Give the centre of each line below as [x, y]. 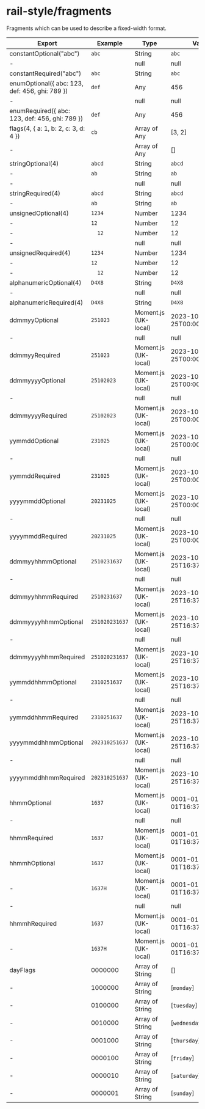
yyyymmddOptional [38, 501]
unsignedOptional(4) [39, 213]
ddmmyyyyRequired [38, 415]
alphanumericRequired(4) [46, 302]
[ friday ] [182, 1058]
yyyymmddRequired [38, 536]
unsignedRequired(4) [40, 253]
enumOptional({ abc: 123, [47, 83]
